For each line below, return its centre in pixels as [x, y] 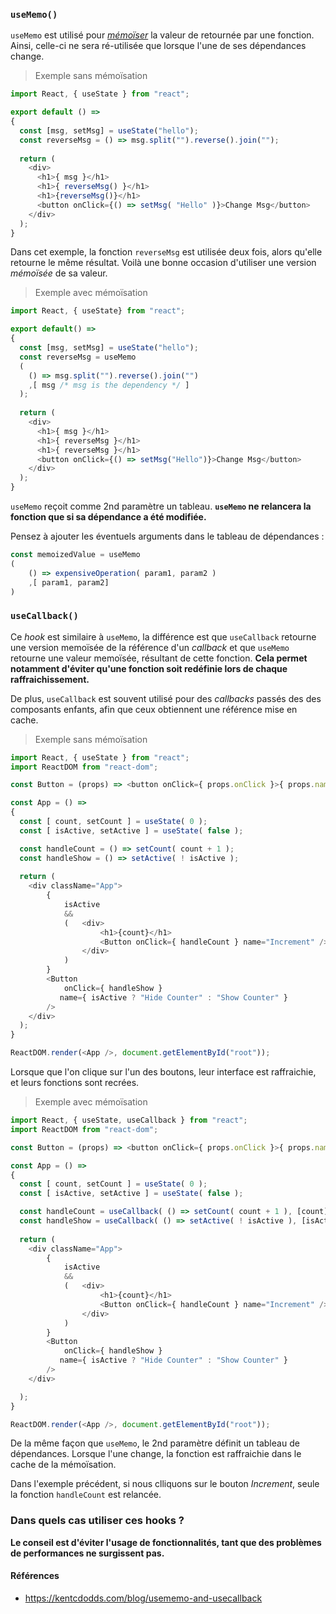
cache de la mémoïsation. [63, 1465]
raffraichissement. [50, 679]
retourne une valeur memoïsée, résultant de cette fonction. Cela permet [159, 658]
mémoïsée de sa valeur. [59, 273]
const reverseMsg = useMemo [78, 357]
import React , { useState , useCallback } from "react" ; [129, 1120]
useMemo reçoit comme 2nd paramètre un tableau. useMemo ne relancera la [161, 506]
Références [35, 1576]
